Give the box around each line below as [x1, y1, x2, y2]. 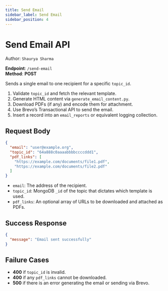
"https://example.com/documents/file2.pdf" [14, 164, 108, 169]
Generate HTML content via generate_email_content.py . [12, 96, 130, 102]
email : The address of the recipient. [12, 182, 87, 188]
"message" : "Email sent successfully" [10, 237, 92, 242]
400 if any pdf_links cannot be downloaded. [12, 275, 107, 281]
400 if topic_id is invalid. [12, 269, 66, 275]
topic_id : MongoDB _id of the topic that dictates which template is [12, 188, 153, 194]
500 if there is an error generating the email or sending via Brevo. [12, 280, 150, 286]
